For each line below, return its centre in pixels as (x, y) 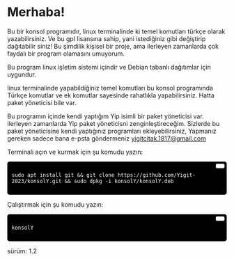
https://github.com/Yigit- (157, 175)
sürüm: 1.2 (22, 251)
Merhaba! (36, 12)
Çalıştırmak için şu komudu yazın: (55, 204)
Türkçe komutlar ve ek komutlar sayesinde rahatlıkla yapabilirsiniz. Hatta (111, 95)
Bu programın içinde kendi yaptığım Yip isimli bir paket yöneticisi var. (106, 116)
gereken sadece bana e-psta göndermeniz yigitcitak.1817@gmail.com (107, 138)
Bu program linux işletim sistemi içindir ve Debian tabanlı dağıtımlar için (109, 67)
